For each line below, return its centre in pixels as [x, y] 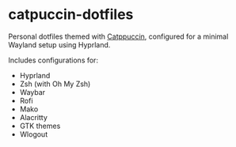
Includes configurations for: [53, 60]
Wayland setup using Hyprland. [59, 44]
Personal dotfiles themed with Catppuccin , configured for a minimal [118, 36]
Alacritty [33, 117]
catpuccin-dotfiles [71, 15]
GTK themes [40, 126]
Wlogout [34, 134]
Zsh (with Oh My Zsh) [55, 84]
